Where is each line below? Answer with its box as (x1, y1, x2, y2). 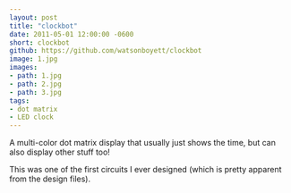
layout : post (9, 13, 58, 22)
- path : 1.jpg (9, 71, 63, 80)
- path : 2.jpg (9, 80, 63, 88)
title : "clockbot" (9, 21, 78, 30)
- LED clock (9, 113, 54, 122)
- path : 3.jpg (9, 88, 63, 96)
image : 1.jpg (9, 55, 58, 63)
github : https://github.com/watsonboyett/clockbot (9, 46, 202, 55)
